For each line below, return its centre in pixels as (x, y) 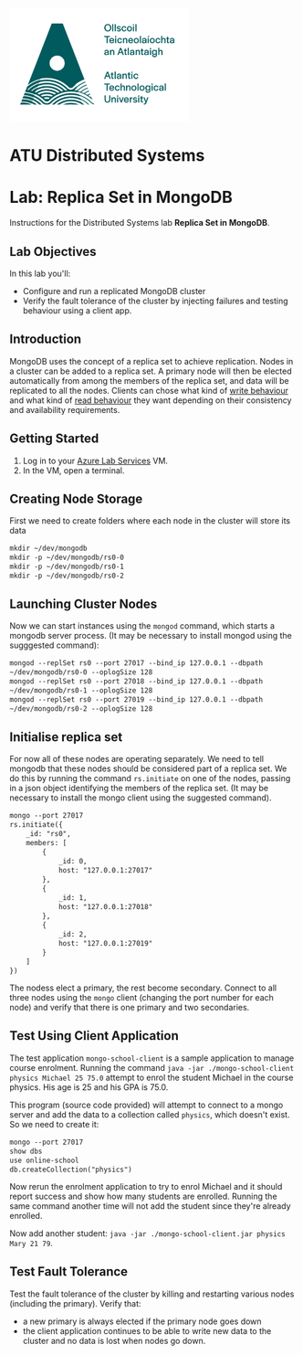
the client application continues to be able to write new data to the (147, 1330)
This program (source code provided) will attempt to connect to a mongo (146, 1105)
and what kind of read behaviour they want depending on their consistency (151, 400)
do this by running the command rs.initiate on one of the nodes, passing (150, 778)
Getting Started (54, 439)
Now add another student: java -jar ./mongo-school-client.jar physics (147, 1233)
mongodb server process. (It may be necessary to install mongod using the (151, 636)
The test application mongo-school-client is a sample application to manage (152, 1058)
